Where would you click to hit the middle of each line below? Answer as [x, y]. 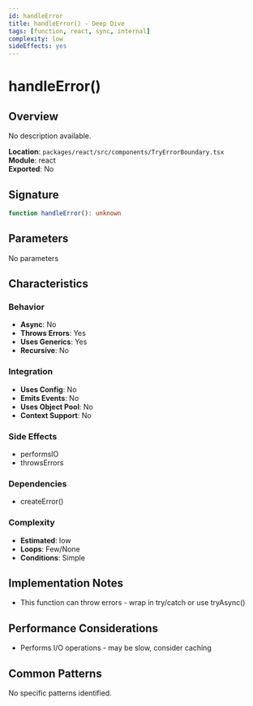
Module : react [32, 160]
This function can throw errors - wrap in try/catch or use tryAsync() [133, 603]
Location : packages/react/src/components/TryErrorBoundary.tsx [116, 152]
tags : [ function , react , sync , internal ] [79, 31]
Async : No [38, 325]
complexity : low [36, 39]
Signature [34, 195]
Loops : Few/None [50, 549]
